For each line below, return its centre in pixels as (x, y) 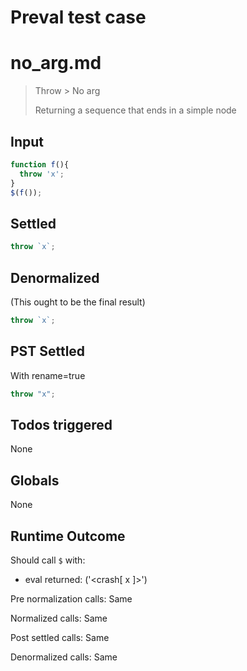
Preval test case (78, 17)
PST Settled (48, 351)
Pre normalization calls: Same (71, 598)
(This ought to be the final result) (78, 302)
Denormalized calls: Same (64, 657)
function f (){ (40, 164)
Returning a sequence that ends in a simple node (135, 110)
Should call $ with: (48, 560)
